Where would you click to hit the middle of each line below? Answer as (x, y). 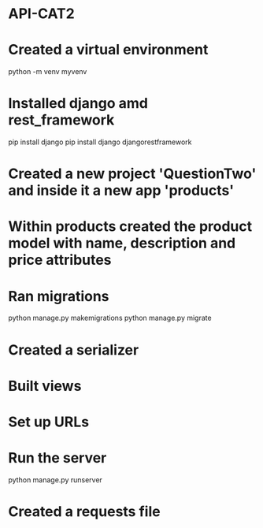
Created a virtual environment (108, 50)
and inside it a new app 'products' (121, 191)
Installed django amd (78, 104)
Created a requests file (84, 512)
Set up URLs (49, 422)
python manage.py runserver (55, 480)
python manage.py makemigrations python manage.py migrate (110, 318)
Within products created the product (130, 227)
